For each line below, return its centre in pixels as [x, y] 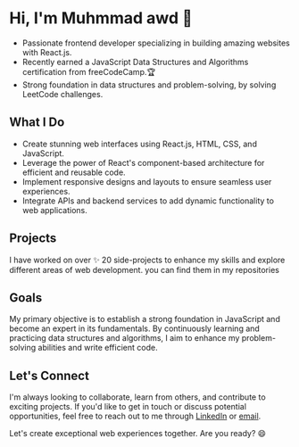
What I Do [37, 123]
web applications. [54, 210]
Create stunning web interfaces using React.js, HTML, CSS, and [139, 144]
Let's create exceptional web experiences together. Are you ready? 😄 [137, 434]
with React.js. [47, 52]
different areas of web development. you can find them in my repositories [144, 269]
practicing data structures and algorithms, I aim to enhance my [125, 338]
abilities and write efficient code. [98, 348]
